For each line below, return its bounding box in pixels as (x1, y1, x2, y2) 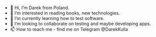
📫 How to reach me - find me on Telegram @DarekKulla (10, 26, 128, 32)
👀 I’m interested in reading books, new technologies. (10, 10, 120, 16)
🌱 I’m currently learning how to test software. (10, 15, 105, 21)
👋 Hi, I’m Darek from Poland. (10, 5, 70, 10)
